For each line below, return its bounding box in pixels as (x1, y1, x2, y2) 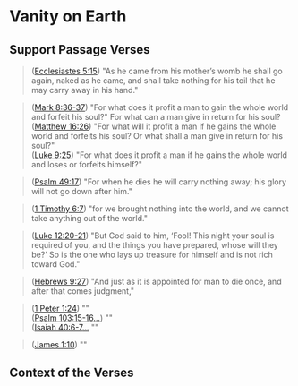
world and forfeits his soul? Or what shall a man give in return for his (30, 131, 284, 141)
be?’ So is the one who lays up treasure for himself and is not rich (30, 249, 273, 260)
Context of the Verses (9, 365, 134, 381)
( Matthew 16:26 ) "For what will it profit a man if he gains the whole (30, 121, 277, 132)
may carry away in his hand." (30, 85, 139, 95)
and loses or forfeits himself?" (30, 159, 143, 169)
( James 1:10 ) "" (30, 339, 88, 350)
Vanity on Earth (9, 6, 127, 27)
